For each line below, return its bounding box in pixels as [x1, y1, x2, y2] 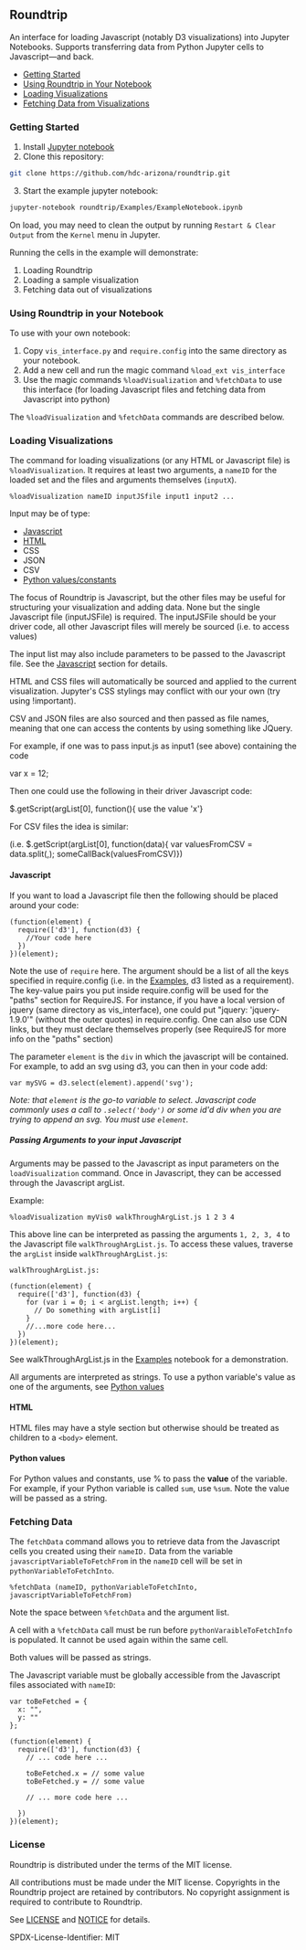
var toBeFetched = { [9, 1697, 89, 1707]
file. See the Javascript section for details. [9, 658, 168, 670]
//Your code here [26, 933, 92, 942]
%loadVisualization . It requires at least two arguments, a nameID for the [9, 465, 277, 476]
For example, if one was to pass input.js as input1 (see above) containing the [9, 740, 297, 752]
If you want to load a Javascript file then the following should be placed [9, 890, 279, 901]
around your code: [9, 899, 79, 910]
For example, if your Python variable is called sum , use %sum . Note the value [9, 1483, 290, 1494]
